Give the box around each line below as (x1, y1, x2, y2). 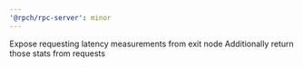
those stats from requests (9, 47, 106, 59)
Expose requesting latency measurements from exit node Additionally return (9, 38, 295, 49)
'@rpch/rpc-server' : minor (9, 13, 112, 23)
